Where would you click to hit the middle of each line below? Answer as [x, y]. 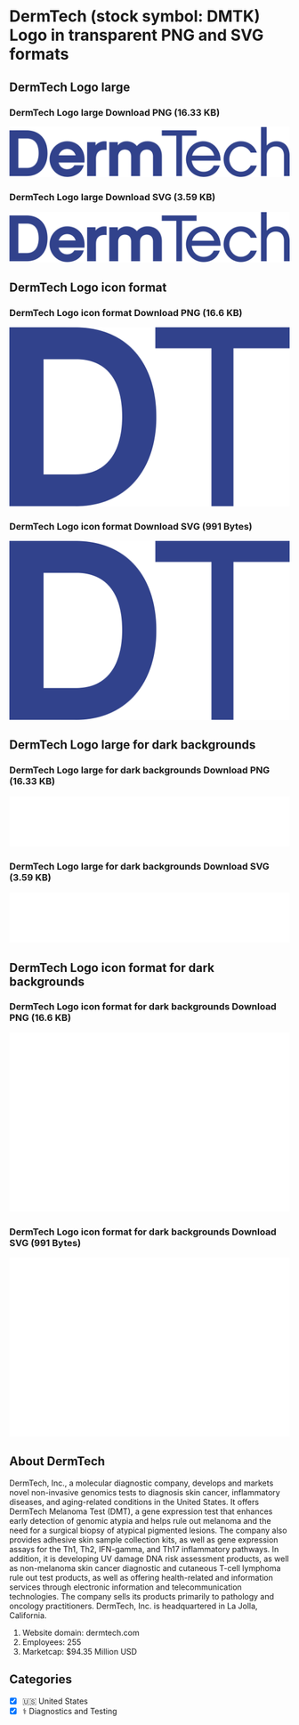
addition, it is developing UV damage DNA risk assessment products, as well [149, 1559]
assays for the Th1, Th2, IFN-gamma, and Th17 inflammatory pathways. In [144, 1549]
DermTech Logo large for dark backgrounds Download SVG [139, 867]
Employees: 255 [52, 1642]
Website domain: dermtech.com [81, 1632]
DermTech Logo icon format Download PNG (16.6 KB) [126, 312]
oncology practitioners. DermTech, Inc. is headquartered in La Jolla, [133, 1606]
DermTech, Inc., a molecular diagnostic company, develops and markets [141, 1483]
